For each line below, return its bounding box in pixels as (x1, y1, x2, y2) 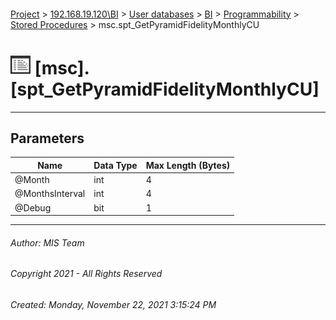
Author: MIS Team (10, 236, 85, 249)
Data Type (93, 159, 138, 171)
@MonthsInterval (14, 188, 86, 200)
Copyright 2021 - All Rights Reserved (10, 268, 163, 280)
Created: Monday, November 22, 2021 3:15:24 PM (10, 298, 217, 310)
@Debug (14, 201, 52, 214)
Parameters (10, 130, 85, 147)
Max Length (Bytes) (145, 159, 231, 171)
